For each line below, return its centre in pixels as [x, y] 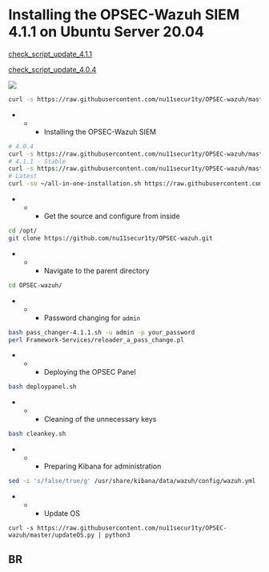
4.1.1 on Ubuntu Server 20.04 [106, 32]
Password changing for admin [92, 318]
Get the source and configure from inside [112, 216]
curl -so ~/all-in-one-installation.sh [75, 184]
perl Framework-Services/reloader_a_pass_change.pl [96, 340]
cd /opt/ [23, 231]
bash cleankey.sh [37, 434]
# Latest [23, 176]
